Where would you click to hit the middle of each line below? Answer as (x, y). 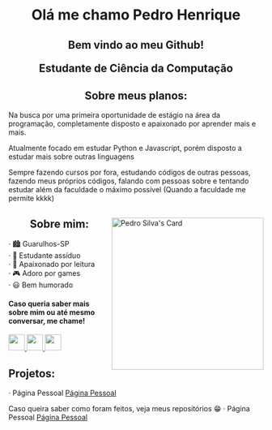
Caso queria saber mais (49, 303)
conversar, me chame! (47, 320)
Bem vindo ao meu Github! (136, 45)
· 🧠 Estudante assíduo (45, 256)
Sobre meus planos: (136, 95)
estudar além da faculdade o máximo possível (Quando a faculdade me (127, 190)
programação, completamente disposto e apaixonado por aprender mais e (132, 124)
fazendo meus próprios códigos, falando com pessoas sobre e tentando (129, 181)
